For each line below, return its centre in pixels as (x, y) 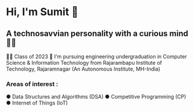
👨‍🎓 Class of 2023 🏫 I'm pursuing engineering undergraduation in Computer (96, 57)
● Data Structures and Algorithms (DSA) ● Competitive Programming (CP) (96, 97)
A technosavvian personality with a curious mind (97, 34)
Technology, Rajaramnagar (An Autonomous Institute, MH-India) (83, 69)
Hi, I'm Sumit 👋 (42, 12)
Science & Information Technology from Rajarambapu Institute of (84, 63)
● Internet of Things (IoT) (37, 103)
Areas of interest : (32, 84)
